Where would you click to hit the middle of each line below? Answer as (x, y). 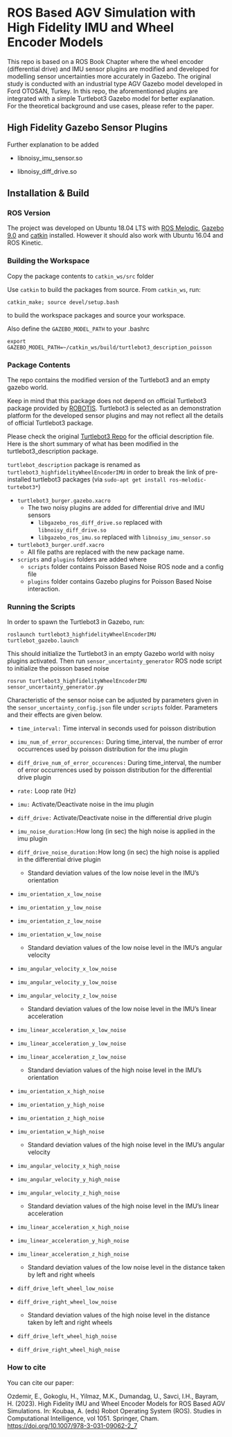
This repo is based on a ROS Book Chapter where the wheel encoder (106, 61)
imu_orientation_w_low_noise (59, 935)
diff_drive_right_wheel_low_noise (67, 1302)
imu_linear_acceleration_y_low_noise (72, 1044)
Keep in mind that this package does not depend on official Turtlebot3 (107, 401)
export (17, 341)
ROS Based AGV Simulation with (101, 13)
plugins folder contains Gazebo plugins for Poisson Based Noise (120, 582)
